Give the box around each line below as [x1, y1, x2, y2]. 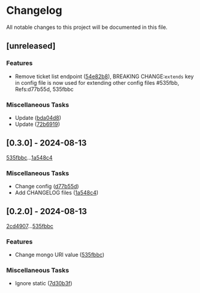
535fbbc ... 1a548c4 [6, 154, 53, 161]
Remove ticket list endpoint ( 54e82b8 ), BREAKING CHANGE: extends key [14, 73, 194, 80]
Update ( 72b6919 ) [14, 120, 60, 128]
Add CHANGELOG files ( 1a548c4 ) [14, 189, 99, 196]
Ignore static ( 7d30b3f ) [14, 280, 73, 287]
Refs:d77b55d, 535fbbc [14, 85, 74, 93]
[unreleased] [6, 41, 56, 51]
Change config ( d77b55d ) [14, 183, 79, 190]
